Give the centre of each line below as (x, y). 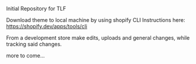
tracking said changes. (34, 44)
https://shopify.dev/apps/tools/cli (47, 26)
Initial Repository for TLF (36, 9)
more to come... (26, 55)
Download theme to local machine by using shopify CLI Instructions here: (96, 20)
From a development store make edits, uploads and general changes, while (98, 38)
